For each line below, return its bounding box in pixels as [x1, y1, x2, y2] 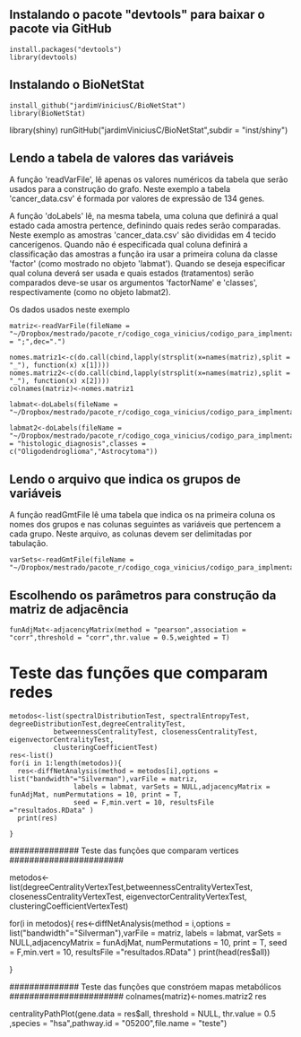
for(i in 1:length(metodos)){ [9, 759, 123, 768]
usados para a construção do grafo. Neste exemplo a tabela [9, 184, 231, 195]
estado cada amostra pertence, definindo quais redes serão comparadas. [9, 220, 281, 231]
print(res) [17, 814, 58, 823]
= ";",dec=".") [9, 337, 66, 346]
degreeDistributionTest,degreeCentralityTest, [9, 719, 186, 728]
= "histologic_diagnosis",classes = [9, 440, 146, 449]
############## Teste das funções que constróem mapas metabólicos [9, 981, 282, 992]
